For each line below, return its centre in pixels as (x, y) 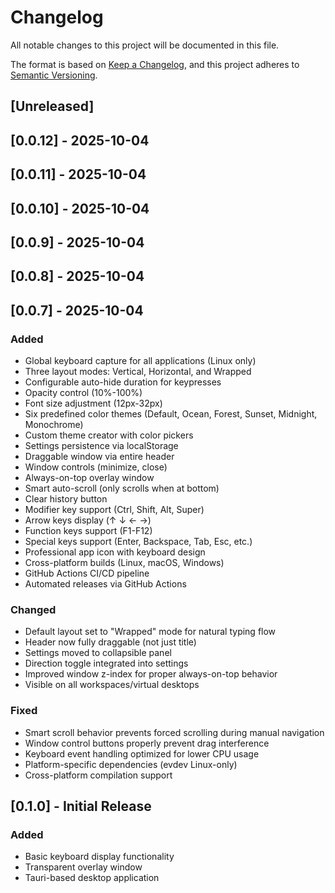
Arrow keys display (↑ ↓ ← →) (88, 520)
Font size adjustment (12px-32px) (93, 403)
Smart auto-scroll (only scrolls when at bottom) (122, 488)
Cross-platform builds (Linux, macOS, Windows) (124, 562)
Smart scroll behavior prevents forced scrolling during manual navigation (174, 732)
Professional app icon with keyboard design (115, 552)
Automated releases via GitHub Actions (105, 583)
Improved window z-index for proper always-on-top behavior (151, 674)
